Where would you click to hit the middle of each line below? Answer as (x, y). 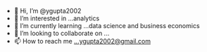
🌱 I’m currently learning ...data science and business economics (107, 26)
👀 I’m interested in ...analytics (57, 18)
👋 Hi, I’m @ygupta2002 (48, 11)
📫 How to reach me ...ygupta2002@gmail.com (82, 41)
